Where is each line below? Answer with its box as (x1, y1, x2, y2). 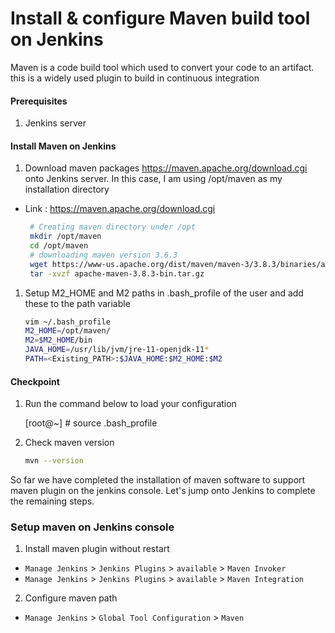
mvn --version (24, 456, 84, 466)
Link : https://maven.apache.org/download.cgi (24, 203, 216, 215)
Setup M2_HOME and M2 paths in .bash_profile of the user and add (24, 287, 304, 299)
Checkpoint (10, 375, 60, 387)
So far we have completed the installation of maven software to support (10, 474, 306, 486)
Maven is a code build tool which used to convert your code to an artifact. (10, 61, 315, 73)
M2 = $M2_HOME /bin (24, 335, 93, 346)
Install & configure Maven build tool (10, 7, 311, 30)
